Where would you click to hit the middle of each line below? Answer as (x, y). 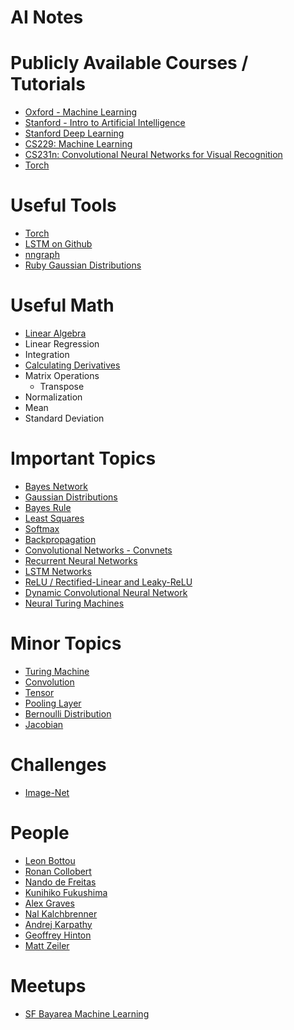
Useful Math (62, 305)
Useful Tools (63, 205)
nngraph (42, 255)
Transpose (62, 386)
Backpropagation (60, 539)
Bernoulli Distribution (68, 713)
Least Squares (54, 518)
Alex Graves (49, 903)
